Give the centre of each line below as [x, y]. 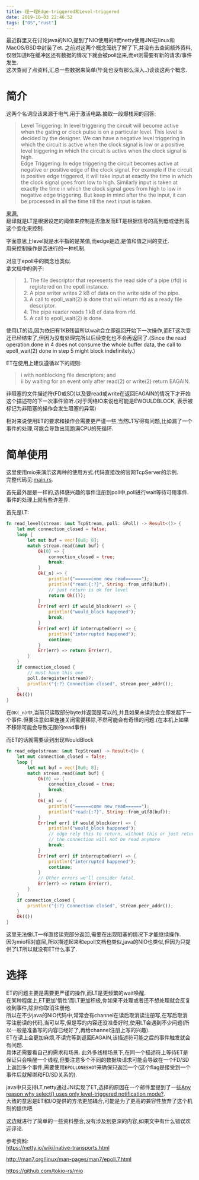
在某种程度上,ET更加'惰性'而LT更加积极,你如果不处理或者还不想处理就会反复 [98, 1001]
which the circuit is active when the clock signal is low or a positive [102, 145]
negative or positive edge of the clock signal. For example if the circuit [106, 170]
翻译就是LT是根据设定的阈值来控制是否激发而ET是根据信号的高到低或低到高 [98, 221]
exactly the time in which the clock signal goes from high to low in [101, 189]
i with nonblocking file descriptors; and [68, 375]
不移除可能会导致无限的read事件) [46, 727]
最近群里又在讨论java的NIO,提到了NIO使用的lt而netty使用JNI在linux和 [91, 40]
